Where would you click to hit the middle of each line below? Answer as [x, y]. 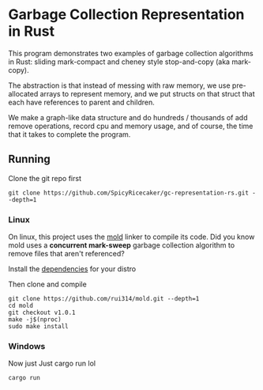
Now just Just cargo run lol [52, 363]
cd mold [21, 306]
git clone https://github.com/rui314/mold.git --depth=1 [104, 299]
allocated [23, 93]
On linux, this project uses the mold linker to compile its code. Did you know [131, 237]
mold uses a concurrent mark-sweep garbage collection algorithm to [122, 245]
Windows [27, 346]
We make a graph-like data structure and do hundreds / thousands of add [128, 117]
